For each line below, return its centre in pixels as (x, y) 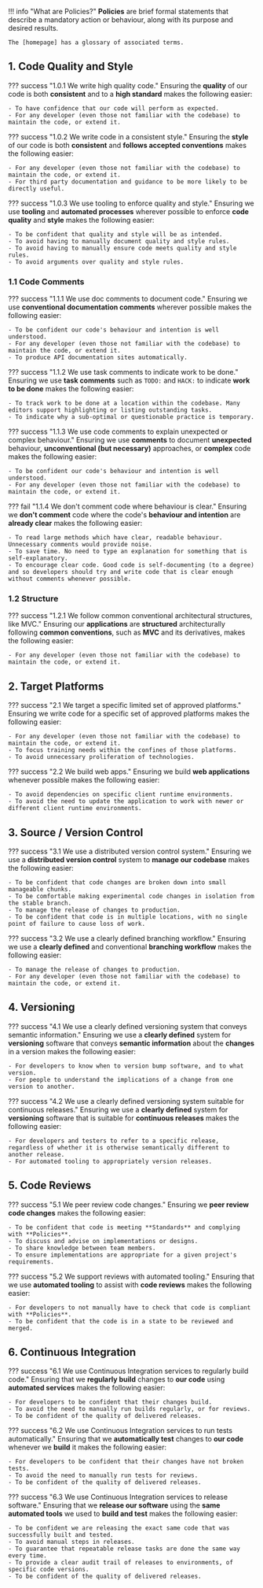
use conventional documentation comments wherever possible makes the (130, 307)
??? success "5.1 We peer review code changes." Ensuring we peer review (129, 1205)
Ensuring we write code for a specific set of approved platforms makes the (129, 714)
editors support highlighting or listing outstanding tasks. (110, 410)
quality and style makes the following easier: (81, 220)
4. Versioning (42, 1007)
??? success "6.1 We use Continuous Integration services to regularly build (128, 1371)
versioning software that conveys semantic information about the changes (131, 1043)
